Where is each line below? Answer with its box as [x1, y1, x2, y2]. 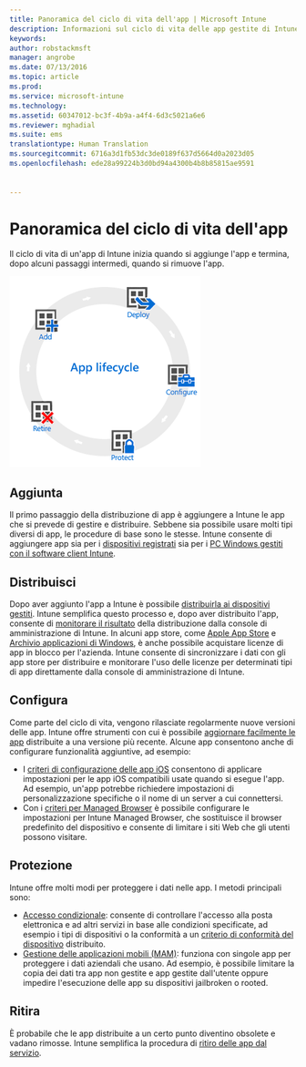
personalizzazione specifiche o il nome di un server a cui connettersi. [22, 793, 284, 804]
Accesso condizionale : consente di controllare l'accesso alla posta [22, 909, 273, 920]
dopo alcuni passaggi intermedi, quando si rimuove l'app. [9, 258, 225, 269]
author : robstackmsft [9, 44, 92, 53]
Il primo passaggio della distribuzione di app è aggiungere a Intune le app [9, 509, 285, 520]
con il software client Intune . [9, 548, 117, 559]
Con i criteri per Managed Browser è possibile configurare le [22, 802, 250, 813]
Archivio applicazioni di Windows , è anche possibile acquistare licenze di [9, 638, 284, 649]
